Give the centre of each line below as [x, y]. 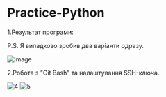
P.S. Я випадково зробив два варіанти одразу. [76, 45]
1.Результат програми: [41, 32]
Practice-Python [56, 13]
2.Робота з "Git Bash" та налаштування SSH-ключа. [83, 73]
